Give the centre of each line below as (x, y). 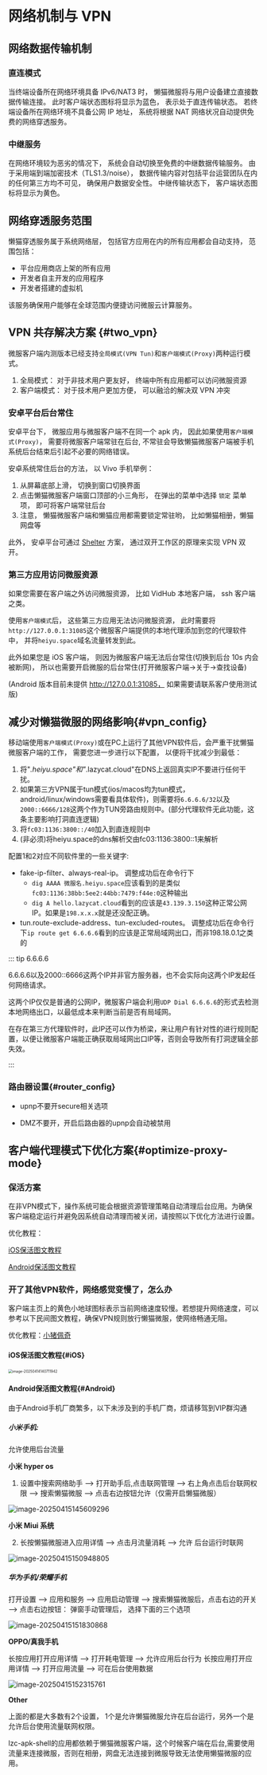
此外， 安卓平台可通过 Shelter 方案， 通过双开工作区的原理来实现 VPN (122, 542)
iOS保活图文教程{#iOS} (46, 1355)
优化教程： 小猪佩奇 (40, 1335)
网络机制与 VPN (60, 16)
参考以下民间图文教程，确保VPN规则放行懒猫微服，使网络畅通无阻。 (120, 1318)
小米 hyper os (31, 1466)
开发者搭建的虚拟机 (51, 288)
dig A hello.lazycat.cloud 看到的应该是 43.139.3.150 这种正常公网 (139, 903)
